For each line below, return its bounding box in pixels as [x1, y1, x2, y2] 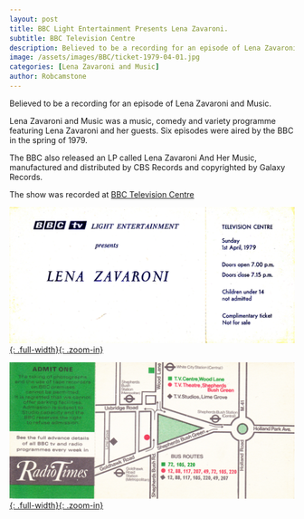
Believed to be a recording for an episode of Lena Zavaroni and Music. [9, 98, 272, 109]
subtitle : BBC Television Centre [9, 34, 136, 43]
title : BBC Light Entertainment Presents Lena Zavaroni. [9, 24, 229, 34]
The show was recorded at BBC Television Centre [9, 188, 195, 199]
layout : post [9, 14, 59, 24]
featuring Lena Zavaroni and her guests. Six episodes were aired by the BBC [9, 125, 294, 136]
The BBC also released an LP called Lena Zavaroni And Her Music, [9, 152, 258, 163]
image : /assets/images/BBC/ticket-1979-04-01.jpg [9, 53, 201, 62]
